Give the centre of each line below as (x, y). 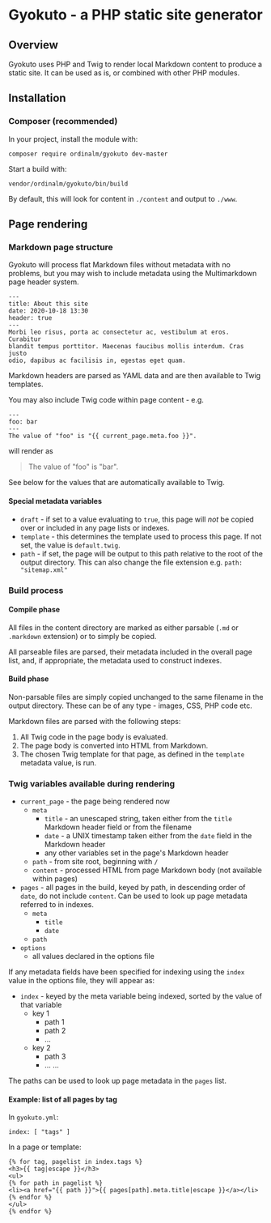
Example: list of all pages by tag (63, 1099)
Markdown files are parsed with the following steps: (95, 721)
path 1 (54, 1022)
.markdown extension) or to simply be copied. (83, 636)
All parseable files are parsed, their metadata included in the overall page (130, 652)
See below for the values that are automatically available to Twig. (116, 483)
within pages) (55, 879)
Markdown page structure (61, 247)
